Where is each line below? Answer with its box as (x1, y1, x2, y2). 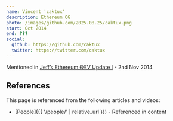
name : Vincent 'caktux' (6, 8, 66, 15)
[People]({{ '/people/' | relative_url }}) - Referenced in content (14, 108, 167, 115)
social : (6, 36, 26, 42)
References (6, 81, 50, 91)
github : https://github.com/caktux (11, 42, 100, 48)
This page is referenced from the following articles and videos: (6, 96, 160, 104)
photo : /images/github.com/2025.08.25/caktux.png (6, 20, 132, 26)
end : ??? (6, 31, 28, 37)
